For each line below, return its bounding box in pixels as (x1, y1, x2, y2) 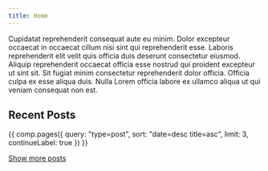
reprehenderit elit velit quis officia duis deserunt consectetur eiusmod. (8, 51, 241, 60)
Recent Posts (8, 108, 76, 122)
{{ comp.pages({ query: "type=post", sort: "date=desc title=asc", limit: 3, (8, 129, 249, 139)
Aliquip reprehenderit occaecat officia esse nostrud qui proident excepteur (8, 59, 255, 69)
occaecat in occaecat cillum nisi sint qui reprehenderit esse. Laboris (8, 42, 234, 52)
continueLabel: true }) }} (8, 138, 88, 148)
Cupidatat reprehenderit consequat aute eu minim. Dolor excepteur (8, 34, 230, 43)
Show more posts (8, 153, 67, 163)
